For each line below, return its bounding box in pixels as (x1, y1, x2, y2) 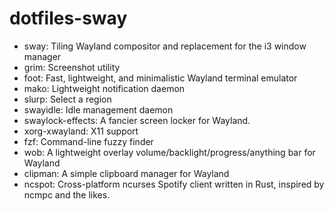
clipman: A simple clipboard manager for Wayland (23, 167, 230, 179)
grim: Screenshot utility (23, 61, 121, 73)
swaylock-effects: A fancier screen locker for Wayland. (23, 114, 251, 126)
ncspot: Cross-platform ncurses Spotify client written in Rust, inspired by (23, 178, 325, 190)
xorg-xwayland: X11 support (23, 125, 139, 137)
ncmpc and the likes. (23, 188, 111, 201)
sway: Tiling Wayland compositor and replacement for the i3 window (23, 40, 307, 52)
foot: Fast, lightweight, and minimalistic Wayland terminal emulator (23, 72, 298, 84)
